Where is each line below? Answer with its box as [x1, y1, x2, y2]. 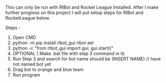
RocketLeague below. [5, 15, 51, 21]
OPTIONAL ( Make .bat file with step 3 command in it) [12, 50, 125, 56]
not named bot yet [12, 61, 51, 67]
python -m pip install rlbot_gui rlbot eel [12, 40, 94, 46]
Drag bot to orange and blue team [12, 66, 84, 72]
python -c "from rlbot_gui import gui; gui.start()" [12, 45, 114, 51]
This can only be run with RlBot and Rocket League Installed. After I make [5, 5, 159, 10]
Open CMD [12, 35, 37, 40]
